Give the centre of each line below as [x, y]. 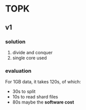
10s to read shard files [35, 97]
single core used [29, 58]
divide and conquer [32, 52]
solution [15, 42]
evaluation [18, 71]
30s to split [24, 91]
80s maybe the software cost [43, 102]
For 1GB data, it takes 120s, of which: [43, 82]
